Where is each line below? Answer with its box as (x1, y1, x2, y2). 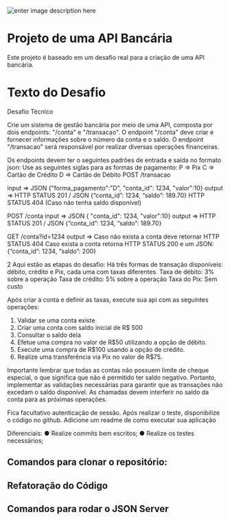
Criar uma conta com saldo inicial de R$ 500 (16, 323, 143, 331)
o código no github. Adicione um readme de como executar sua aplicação (7, 416, 216, 424)
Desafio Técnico (7, 107, 54, 115)
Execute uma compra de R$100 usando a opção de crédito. (16, 345, 185, 353)
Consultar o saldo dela (16, 331, 81, 339)
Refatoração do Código (7, 480, 108, 491)
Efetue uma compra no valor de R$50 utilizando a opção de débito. (16, 337, 207, 346)
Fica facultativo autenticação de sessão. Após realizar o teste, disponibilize (7, 408, 220, 417)
